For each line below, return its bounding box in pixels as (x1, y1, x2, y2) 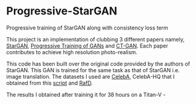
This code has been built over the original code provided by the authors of (6, 60, 191, 67)
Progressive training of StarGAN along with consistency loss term (6, 24, 168, 31)
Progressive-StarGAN (6, 4, 117, 18)
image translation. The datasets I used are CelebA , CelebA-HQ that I (6, 73, 175, 80)
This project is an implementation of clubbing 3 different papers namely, (6, 35, 185, 43)
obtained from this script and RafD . (6, 79, 93, 87)
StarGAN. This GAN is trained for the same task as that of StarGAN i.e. (6, 66, 180, 73)
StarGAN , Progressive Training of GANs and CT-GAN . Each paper (6, 42, 168, 49)
